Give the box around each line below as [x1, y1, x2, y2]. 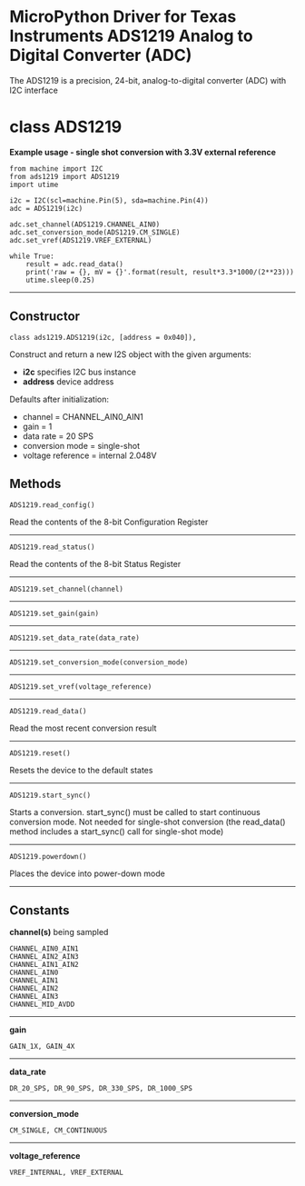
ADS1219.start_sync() [9, 791, 92, 800]
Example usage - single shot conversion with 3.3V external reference [9, 146, 277, 157]
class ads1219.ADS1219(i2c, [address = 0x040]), [9, 333, 197, 342]
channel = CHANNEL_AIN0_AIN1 [22, 411, 143, 422]
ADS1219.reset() [9, 748, 71, 758]
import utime [9, 180, 59, 189]
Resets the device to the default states [9, 764, 153, 775]
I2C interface [9, 85, 59, 95]
